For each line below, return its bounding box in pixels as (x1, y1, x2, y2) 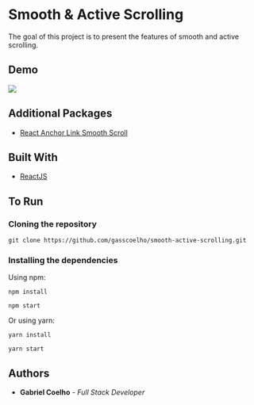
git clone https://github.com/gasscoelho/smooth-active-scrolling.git (8, 236, 247, 245)
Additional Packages (8, 107, 113, 120)
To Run (8, 194, 44, 208)
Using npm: (8, 273, 46, 282)
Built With (8, 151, 58, 164)
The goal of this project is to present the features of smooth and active (8, 32, 240, 41)
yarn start (8, 345, 44, 353)
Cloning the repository (8, 218, 97, 229)
